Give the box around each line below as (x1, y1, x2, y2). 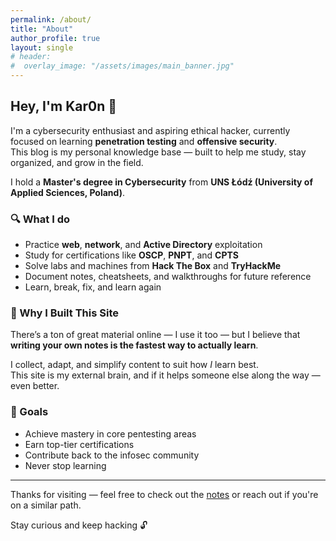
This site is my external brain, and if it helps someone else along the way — (10, 369, 321, 381)
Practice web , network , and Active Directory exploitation (24, 239, 263, 251)
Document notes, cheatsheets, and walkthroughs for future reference (24, 271, 312, 283)
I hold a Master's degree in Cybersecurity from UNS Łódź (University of (10, 176, 314, 188)
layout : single (10, 42, 74, 53)
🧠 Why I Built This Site (10, 306, 119, 320)
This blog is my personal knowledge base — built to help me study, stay (10, 146, 307, 158)
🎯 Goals (10, 405, 49, 419)
